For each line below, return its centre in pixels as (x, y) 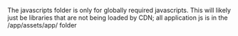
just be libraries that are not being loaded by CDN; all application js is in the (118, 18)
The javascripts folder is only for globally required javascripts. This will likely (119, 10)
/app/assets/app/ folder (42, 25)
